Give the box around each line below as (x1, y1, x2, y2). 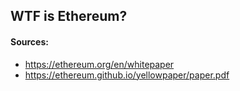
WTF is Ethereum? (10, 8, 128, 25)
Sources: (10, 35, 49, 48)
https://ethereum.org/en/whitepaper (24, 58, 175, 70)
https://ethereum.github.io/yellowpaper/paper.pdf (24, 69, 230, 81)
